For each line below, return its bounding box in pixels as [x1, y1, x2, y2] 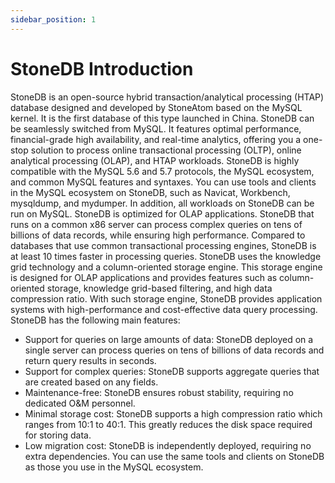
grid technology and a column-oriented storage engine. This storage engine [10, 261, 323, 273]
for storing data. [24, 429, 92, 441]
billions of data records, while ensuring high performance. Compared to [10, 229, 306, 241]
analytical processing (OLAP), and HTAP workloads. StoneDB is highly [10, 154, 300, 166]
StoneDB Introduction [10, 57, 194, 80]
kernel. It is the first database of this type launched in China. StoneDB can [10, 112, 315, 124]
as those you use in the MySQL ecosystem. [24, 461, 204, 473]
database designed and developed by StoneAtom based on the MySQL [10, 101, 303, 113]
